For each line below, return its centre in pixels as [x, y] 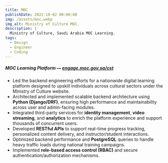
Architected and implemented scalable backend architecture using [81, 97]
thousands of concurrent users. [45, 123]
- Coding [19, 52]
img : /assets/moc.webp [29, 19]
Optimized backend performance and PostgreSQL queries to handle [83, 139]
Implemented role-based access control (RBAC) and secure [75, 150]
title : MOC [17, 10]
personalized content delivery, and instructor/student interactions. [81, 134]
